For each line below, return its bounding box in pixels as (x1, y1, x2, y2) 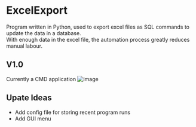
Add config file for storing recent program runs (14, 109, 130, 116)
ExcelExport (6, 4, 68, 17)
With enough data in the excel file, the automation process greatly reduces (6, 36, 190, 43)
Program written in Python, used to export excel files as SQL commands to (6, 23, 190, 30)
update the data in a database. (6, 29, 82, 36)
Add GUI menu (14, 114, 52, 122)
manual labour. (6, 42, 43, 49)
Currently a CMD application (6, 75, 76, 82)
